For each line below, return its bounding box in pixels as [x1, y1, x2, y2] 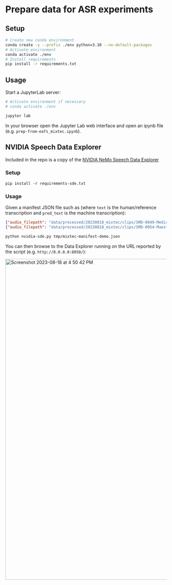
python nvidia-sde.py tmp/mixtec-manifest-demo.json [5, 233, 120, 239]
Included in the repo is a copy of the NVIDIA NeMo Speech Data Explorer [5, 157, 159, 163]
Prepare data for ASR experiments [5, 4, 154, 15]
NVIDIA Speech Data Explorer [5, 143, 101, 152]
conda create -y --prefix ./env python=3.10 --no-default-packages [5, 42, 153, 47]
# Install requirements [5, 56, 56, 62]
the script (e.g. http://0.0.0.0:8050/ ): [5, 248, 87, 255]
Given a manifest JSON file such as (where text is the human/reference [5, 204, 157, 211]
